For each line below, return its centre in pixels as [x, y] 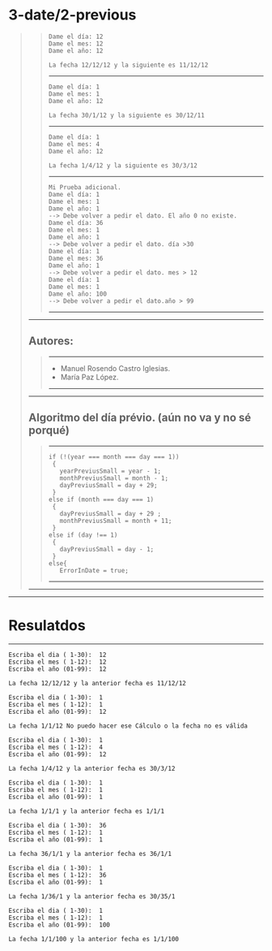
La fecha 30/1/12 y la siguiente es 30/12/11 [126, 115]
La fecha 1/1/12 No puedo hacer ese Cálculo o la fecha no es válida [128, 726]
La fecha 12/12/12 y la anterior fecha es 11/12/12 [97, 683]
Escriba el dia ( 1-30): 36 [57, 825]
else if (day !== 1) [83, 535]
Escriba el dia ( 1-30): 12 [57, 655]
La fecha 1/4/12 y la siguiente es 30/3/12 [123, 165]
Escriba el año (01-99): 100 [59, 925]
